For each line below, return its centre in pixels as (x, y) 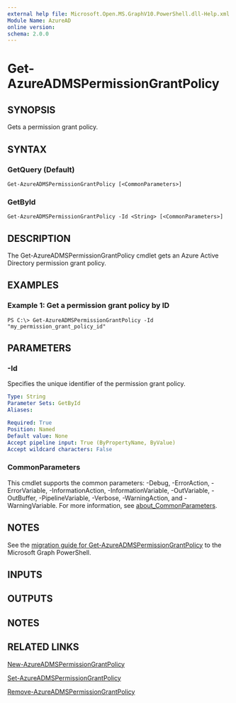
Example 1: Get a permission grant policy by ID (89, 306)
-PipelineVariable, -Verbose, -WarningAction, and (111, 498)
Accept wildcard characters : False (60, 449)
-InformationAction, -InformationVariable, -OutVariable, (130, 490)
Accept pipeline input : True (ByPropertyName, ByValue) (91, 443)
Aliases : (20, 410)
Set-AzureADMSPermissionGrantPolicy (64, 677)
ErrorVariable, (28, 490)
